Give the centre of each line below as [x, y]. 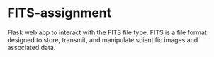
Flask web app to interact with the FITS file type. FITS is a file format [107, 32]
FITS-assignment [60, 13]
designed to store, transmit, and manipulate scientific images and [103, 39]
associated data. [32, 47]
